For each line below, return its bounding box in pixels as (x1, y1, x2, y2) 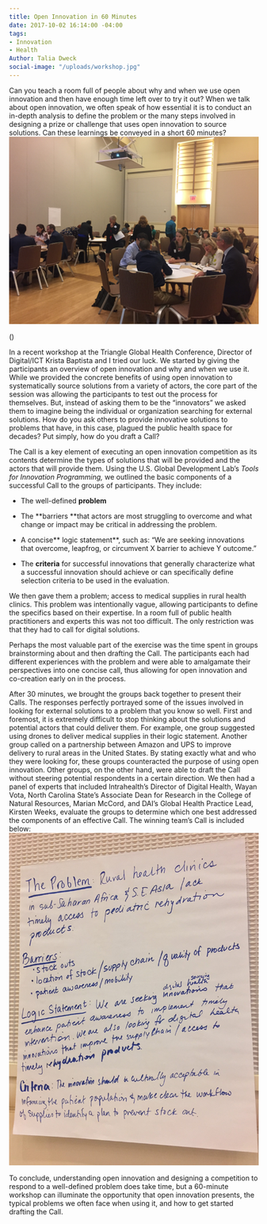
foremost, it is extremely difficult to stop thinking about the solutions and (9, 714, 246, 724)
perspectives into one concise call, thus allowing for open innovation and (9, 665, 248, 675)
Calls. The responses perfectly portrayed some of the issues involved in (9, 698, 244, 707)
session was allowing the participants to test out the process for (9, 389, 219, 399)
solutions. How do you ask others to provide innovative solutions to (9, 415, 228, 424)
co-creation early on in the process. (9, 674, 126, 683)
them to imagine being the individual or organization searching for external (9, 406, 253, 415)
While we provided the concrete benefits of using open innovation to (9, 373, 233, 382)
